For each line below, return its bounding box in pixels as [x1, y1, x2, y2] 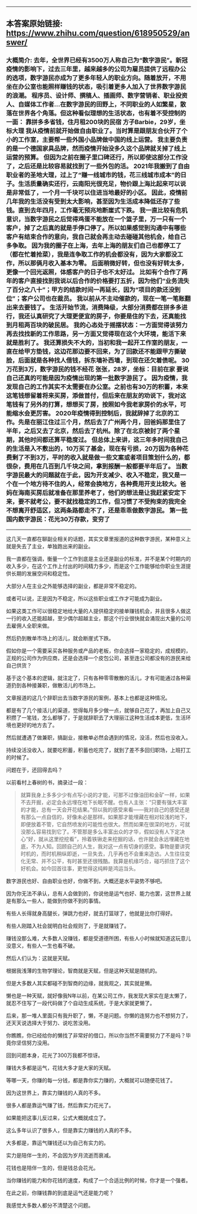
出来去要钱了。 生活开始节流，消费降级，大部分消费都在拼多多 [6, 304, 182, 312]
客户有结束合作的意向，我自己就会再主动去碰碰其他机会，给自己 [6, 233, 186, 241]
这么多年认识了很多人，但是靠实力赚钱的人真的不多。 [6, 1126, 135, 1133]
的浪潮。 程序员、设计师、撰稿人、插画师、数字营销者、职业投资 [6, 92, 188, 100]
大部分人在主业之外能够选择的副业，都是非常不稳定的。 [6, 582, 140, 589]
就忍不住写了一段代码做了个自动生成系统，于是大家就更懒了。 [6, 999, 155, 1006]
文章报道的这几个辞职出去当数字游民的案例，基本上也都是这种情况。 [6, 694, 171, 701]
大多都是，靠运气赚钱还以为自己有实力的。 [6, 1139, 109, 1146]
